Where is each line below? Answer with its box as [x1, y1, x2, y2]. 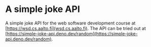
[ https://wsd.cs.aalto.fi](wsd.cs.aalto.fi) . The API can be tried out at [5, 25, 146, 31]
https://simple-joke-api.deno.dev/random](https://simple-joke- [7, 30, 138, 36]
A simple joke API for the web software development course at [5, 20, 136, 26]
